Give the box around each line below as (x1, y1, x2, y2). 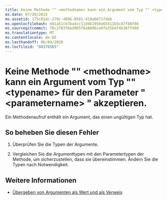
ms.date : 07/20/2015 (5, 12, 48, 17)
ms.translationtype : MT (5, 30, 55, 35)
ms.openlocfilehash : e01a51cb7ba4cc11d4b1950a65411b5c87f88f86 (5, 21, 139, 26)
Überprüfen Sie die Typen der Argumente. (12, 141, 99, 147)
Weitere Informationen (5, 176, 77, 185)
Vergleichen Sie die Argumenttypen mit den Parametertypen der (12, 151, 144, 157)
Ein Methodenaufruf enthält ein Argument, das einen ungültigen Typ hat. (5, 114, 154, 120)
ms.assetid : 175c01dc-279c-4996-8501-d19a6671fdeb (5, 16, 112, 21)
